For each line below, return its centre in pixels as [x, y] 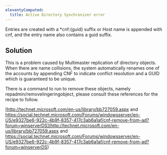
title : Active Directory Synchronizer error [57, 15]
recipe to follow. [22, 100]
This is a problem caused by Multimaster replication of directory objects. [81, 63]
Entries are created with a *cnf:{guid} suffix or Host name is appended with [84, 29]
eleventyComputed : [25, 10]
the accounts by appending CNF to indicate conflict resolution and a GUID [82, 74]
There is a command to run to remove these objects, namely [68, 89]
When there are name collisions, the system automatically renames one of [82, 68]
